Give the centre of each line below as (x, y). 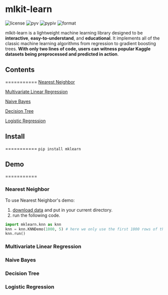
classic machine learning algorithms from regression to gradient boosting (81, 43)
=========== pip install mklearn (43, 148)
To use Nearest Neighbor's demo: (40, 200)
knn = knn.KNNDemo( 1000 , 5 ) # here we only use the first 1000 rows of (81, 229)
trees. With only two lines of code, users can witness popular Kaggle (78, 49)
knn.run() (15, 234)
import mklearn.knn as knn (33, 224)
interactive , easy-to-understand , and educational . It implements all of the (82, 38)
